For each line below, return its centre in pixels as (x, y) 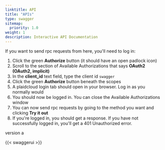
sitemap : (14, 23)
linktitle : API (21, 10)
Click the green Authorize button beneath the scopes (67, 81)
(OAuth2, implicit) (31, 71)
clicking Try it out (30, 113)
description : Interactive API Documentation (51, 37)
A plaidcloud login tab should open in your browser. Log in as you (79, 87)
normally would (28, 92)
